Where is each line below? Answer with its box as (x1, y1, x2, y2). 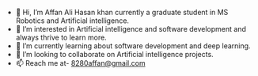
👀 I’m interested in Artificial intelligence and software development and (15, 25, 247, 33)
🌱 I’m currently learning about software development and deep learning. (15, 41, 251, 51)
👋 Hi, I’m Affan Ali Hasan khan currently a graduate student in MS (15, 8, 229, 17)
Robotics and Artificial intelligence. (15, 16, 129, 25)
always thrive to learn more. (15, 32, 107, 42)
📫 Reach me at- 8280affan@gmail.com (15, 59, 146, 67)
